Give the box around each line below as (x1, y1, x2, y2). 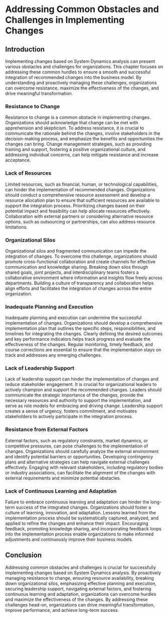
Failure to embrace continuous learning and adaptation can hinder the (5, 499, 149, 505)
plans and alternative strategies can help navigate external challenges (5, 459, 150, 465)
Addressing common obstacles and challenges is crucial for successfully (5, 564, 156, 570)
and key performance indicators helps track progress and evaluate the (5, 336, 150, 342)
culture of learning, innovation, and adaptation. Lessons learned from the (5, 510, 156, 516)
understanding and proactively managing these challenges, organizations (5, 80, 157, 86)
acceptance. (5, 157, 31, 163)
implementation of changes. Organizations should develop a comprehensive (5, 320, 163, 326)
